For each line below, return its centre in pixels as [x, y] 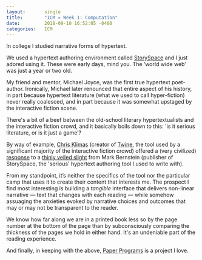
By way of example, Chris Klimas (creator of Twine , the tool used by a [93, 145]
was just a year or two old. [39, 71]
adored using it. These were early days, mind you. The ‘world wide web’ [96, 64]
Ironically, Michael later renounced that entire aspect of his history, [109, 89]
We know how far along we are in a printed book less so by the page [92, 219]
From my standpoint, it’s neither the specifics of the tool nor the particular [98, 176]
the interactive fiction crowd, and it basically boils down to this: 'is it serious [101, 126]
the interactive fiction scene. [42, 108]
